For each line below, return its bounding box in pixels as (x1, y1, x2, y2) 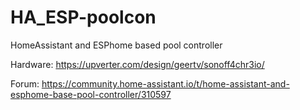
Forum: (10, 77, 40, 90)
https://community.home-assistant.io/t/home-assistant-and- (41, 77, 290, 90)
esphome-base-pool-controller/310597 (10, 88, 172, 100)
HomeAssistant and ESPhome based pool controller (10, 39, 223, 51)
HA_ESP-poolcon (10, 6, 157, 29)
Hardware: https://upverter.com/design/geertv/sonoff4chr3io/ (10, 58, 265, 70)
